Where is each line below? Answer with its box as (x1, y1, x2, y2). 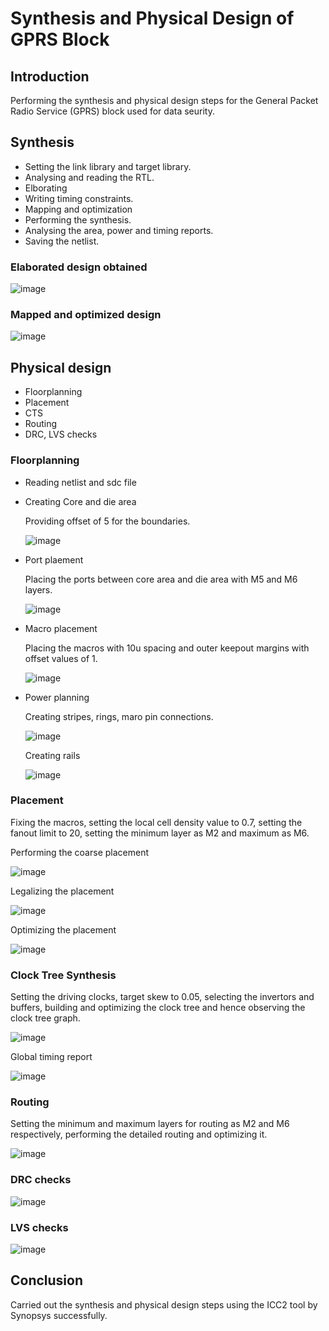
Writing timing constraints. (24, 192, 134, 204)
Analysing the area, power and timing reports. (24, 224, 214, 236)
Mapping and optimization (24, 203, 133, 215)
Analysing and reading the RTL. (24, 171, 155, 183)
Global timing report (10, 1051, 93, 1063)
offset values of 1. (24, 652, 98, 664)
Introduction (10, 68, 90, 85)
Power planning (24, 691, 90, 703)
